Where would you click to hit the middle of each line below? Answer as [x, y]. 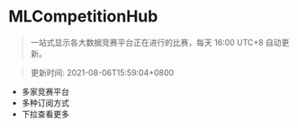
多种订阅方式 [45, 102]
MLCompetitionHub [83, 17]
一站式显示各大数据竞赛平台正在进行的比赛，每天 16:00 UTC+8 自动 [156, 42]
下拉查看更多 [45, 114]
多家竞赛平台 [45, 91]
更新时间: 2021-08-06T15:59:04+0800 [102, 73]
